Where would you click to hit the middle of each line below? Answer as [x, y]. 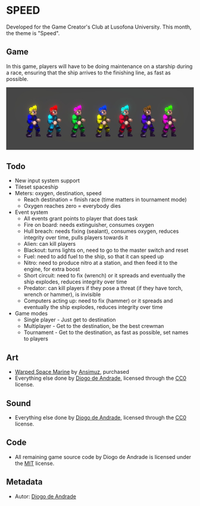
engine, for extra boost [52, 269]
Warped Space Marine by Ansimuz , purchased [72, 372]
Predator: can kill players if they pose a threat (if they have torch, [103, 288]
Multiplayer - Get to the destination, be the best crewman [94, 326]
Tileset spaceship [36, 187]
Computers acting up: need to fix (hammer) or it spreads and [98, 301]
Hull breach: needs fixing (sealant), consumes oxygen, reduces [101, 231]
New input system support [47, 181]
